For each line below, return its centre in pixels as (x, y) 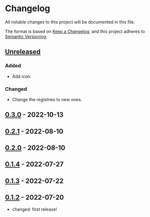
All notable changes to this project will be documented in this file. (70, 22)
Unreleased (23, 52)
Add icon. (22, 76)
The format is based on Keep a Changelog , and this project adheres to (75, 31)
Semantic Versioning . (26, 36)
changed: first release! (34, 209)
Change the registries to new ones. (47, 99)
